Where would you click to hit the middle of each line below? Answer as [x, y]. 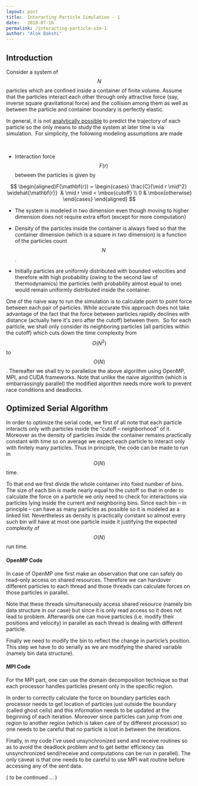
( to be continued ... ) [32, 777]
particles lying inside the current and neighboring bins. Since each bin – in [96, 503]
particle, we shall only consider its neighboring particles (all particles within [98, 326]
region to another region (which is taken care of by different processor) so [97, 723]
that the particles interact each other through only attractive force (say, [92, 97]
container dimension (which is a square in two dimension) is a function [101, 234]
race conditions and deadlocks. [44, 389]
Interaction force [35, 156]
